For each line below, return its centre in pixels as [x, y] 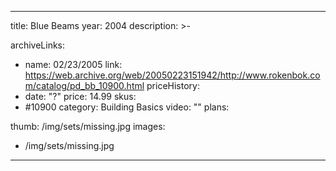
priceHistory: [173, 85]
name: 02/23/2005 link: [73, 64]
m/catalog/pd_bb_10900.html [84, 85]
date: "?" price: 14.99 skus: [80, 96]
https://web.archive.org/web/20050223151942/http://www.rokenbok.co [172, 75]
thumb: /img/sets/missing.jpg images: [88, 126]
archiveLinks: [38, 45]
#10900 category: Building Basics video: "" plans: [127, 107]
